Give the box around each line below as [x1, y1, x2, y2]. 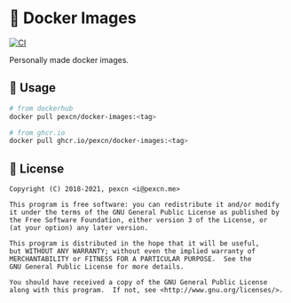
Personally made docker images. [9, 54, 130, 65]
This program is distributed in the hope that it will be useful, [9, 239, 260, 248]
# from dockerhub [9, 104, 74, 113]
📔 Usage [9, 80, 56, 96]
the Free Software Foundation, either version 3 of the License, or [9, 216, 268, 225]
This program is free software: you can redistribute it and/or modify [9, 200, 279, 210]
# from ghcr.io [9, 128, 66, 137]
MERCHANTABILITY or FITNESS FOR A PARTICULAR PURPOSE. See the [9, 255, 252, 264]
